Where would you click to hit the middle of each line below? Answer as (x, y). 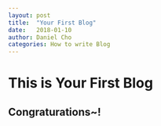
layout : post (29, 15)
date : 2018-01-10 (40, 30)
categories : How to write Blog (59, 45)
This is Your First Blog (80, 83)
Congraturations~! (55, 112)
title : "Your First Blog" (52, 23)
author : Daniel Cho (40, 37)
